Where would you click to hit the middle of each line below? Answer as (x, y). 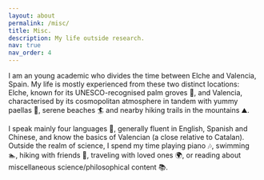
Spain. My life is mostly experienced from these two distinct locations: (124, 84)
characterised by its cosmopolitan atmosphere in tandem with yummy (123, 101)
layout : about (32, 16)
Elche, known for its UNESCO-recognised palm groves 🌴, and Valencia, (125, 92)
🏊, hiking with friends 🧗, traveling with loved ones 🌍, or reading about (125, 155)
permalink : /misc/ (39, 23)
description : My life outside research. (77, 38)
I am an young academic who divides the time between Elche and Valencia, (132, 76)
